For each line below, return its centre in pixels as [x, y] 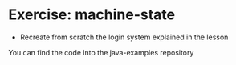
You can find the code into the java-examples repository [101, 52]
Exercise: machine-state [92, 15]
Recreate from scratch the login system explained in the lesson [124, 37]
